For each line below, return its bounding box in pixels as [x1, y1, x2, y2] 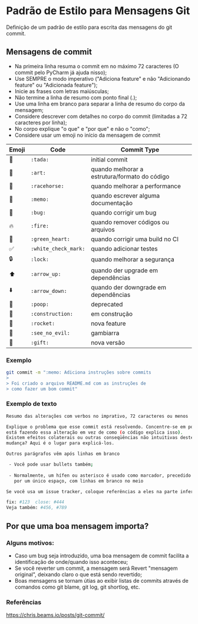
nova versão [91, 338, 126, 346]
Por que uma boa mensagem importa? [6, 521, 149, 531]
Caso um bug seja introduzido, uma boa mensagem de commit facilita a [14, 552, 189, 559]
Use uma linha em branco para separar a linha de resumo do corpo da [14, 100, 186, 107]
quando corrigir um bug [91, 208, 157, 216]
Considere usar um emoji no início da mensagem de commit [14, 131, 161, 138]
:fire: [30, 222, 49, 229]
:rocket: [30, 320, 55, 326]
